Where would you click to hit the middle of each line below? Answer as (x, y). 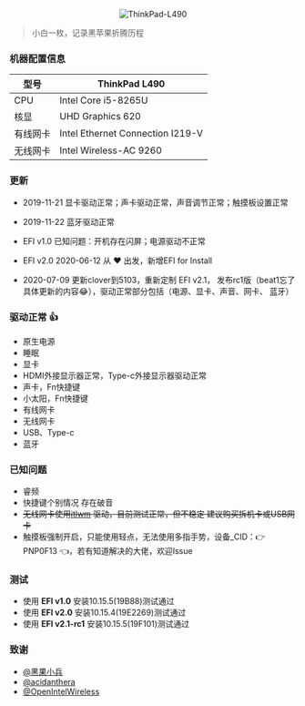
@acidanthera (49, 681)
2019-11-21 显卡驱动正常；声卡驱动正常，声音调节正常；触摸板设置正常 (155, 202)
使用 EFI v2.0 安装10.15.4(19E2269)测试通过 (104, 613)
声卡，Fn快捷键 (51, 386)
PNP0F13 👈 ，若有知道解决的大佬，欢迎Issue (107, 551)
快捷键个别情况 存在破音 (68, 503)
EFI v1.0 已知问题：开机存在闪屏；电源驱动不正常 (114, 240)
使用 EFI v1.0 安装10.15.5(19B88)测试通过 (98, 601)
